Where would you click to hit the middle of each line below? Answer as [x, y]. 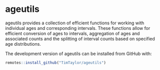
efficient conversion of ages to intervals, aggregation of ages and [72, 33]
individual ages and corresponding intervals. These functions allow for [78, 28]
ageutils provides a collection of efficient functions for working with [75, 23]
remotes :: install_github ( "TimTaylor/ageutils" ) [56, 63]
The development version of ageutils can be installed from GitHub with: [78, 54]
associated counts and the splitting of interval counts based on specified [80, 39]
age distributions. [23, 44]
